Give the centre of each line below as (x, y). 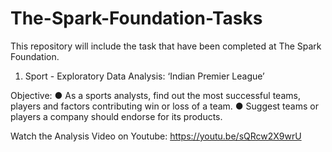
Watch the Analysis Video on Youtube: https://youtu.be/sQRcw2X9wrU (156, 136)
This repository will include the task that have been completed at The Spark (166, 46)
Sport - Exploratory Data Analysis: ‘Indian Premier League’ (144, 76)
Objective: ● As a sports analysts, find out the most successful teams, (155, 95)
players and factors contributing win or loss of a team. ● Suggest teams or (164, 106)
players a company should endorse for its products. (116, 116)
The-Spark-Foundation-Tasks (136, 18)
